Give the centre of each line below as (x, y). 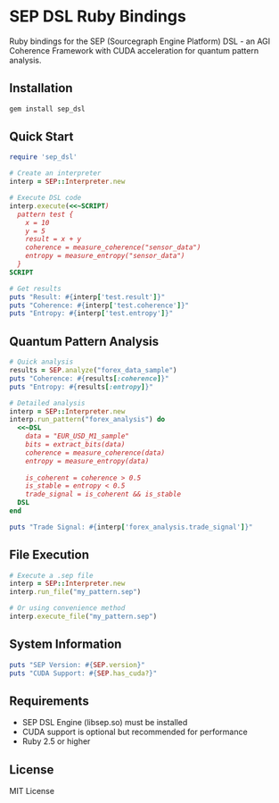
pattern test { (45, 214)
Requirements (49, 701)
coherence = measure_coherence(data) (95, 453)
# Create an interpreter (55, 173)
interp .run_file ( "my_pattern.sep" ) (75, 592)
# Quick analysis (41, 362)
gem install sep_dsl (48, 109)
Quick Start (41, 137)
